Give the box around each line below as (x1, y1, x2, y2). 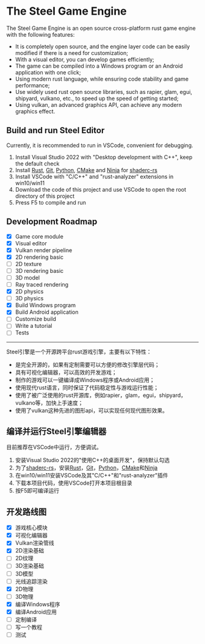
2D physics (15, 288, 44, 295)
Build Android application (15, 308, 79, 316)
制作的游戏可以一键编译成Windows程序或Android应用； (15, 376, 155, 383)
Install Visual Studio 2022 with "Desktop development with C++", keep (15, 153, 193, 161)
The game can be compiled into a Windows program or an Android (15, 62, 183, 70)
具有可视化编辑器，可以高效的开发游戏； (15, 368, 117, 376)
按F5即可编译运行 (15, 487, 60, 494)
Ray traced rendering (15, 281, 69, 288)
